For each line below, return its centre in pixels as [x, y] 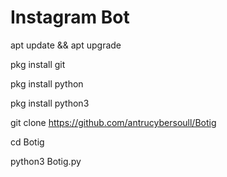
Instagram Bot [70, 17]
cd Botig [27, 142]
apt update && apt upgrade [66, 45]
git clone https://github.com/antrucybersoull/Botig [113, 122]
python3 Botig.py [46, 161]
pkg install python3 [50, 103]
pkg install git [38, 64]
